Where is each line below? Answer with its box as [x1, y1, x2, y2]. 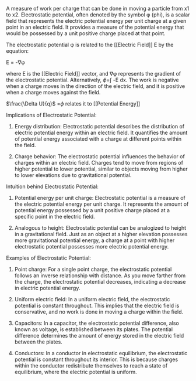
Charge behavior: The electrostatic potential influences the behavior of [14, 153, 185, 160]
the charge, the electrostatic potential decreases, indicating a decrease [14, 278, 186, 285]
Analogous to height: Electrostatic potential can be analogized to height [14, 224, 187, 231]
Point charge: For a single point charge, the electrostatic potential [14, 266, 172, 273]
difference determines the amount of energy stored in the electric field [14, 332, 184, 339]
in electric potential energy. [14, 284, 80, 291]
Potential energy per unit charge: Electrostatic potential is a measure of [14, 195, 185, 201]
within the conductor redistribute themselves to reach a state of [14, 362, 168, 369]
